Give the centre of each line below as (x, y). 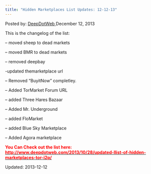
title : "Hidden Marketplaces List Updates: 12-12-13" (61, 10)
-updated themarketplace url (34, 71)
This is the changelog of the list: (38, 33)
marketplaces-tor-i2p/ (28, 157)
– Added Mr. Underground (31, 109)
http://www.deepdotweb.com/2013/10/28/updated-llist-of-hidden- (75, 152)
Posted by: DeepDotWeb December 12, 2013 (50, 24)
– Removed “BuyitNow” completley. (41, 80)
